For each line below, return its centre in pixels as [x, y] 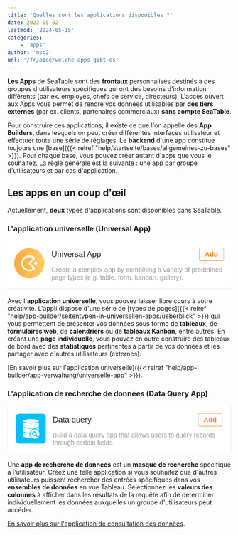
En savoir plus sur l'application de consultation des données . [96, 524]
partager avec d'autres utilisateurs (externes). [75, 354]
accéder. [20, 509]
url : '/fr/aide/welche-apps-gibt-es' [63, 60]
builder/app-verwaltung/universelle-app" [67, 375]
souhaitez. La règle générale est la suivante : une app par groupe [102, 163]
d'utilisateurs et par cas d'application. [63, 170]
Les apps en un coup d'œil [67, 193]
